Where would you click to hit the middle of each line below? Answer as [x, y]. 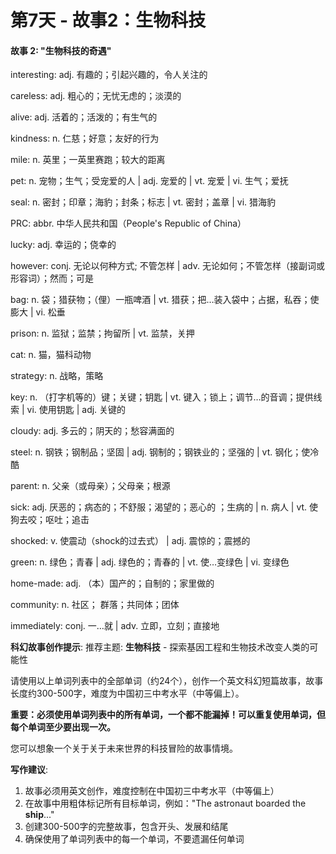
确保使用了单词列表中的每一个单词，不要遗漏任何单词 [134, 839]
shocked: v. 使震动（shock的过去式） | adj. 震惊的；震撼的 [130, 541]
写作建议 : [29, 770]
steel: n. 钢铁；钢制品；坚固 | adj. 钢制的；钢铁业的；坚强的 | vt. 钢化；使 [160, 452]
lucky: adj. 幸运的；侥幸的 [63, 245]
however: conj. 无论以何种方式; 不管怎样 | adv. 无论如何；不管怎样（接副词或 [167, 266]
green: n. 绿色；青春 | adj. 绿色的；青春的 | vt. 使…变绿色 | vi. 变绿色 [150, 562]
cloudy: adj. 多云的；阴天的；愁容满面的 [92, 431]
